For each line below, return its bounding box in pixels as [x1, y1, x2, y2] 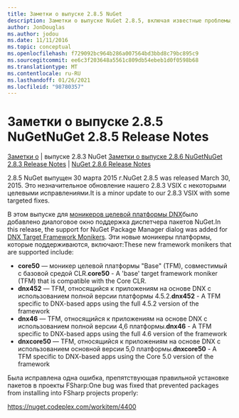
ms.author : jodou [7, 30, 59, 38]
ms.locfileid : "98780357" [7, 83, 84, 90]
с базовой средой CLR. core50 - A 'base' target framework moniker [17, 269, 218, 278]
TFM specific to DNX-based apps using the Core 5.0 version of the [17, 353, 214, 361]
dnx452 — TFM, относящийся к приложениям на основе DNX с [17, 284, 211, 293]
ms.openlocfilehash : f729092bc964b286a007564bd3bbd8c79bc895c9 [7, 50, 199, 58]
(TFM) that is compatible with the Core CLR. [17, 277, 147, 285]
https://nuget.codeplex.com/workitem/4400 [7, 402, 137, 411]
